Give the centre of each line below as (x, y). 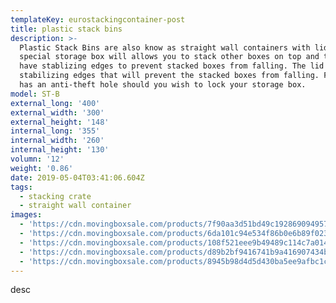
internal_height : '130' (60, 150)
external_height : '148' (60, 122)
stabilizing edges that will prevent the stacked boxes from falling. (169, 76)
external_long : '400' (55, 103)
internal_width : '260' (57, 141)
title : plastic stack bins (66, 29)
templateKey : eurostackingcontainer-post (98, 19)
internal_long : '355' (55, 131)
